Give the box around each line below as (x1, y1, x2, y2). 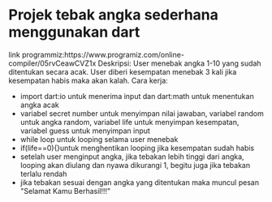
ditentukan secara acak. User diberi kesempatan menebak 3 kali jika (8, 67, 237, 76)
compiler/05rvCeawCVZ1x (8, 58, 97, 68)
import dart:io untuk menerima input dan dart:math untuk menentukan (19, 91, 254, 101)
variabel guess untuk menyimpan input (19, 126, 150, 135)
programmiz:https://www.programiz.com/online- (21, 49, 185, 59)
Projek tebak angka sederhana (8, 6, 219, 24)
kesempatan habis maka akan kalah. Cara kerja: (8, 75, 168, 85)
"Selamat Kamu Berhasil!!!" (19, 186, 111, 196)
